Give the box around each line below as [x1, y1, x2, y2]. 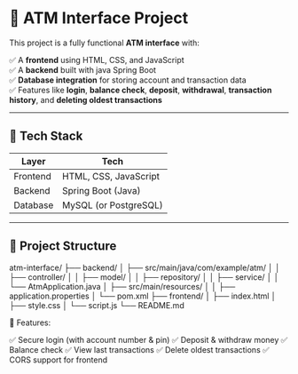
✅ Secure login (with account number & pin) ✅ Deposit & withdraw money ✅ [9, 334, 288, 345]
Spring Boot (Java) [61, 184, 141, 196]
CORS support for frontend [9, 354, 108, 365]
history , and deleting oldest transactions [9, 94, 162, 105]
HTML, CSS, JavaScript [61, 170, 160, 182]
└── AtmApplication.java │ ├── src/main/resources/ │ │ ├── [9, 281, 236, 291]
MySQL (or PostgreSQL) [61, 199, 164, 211]
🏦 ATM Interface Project [9, 8, 189, 28]
